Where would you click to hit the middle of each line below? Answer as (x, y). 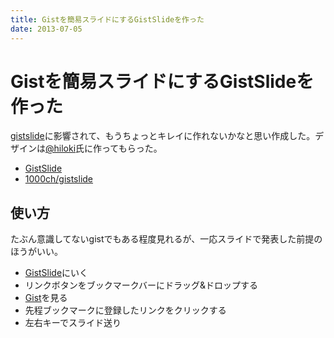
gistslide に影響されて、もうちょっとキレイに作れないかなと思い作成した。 (163, 136)
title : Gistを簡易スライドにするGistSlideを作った (107, 19)
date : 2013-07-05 (46, 29)
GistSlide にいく (56, 273)
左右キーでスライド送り (73, 323)
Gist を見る (46, 298)
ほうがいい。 (36, 252)
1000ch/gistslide (59, 179)
